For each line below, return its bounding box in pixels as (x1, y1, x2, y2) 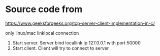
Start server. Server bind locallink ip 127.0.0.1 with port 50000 (12, 39, 141, 46)
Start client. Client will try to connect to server (12, 45, 109, 51)
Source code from (5, 4, 83, 15)
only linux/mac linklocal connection (5, 30, 79, 36)
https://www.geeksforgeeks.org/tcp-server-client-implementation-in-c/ (5, 20, 155, 26)
